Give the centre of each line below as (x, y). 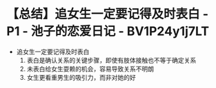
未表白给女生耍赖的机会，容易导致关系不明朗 (90, 69)
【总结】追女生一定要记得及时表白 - (107, 14)
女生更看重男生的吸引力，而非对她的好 (81, 77)
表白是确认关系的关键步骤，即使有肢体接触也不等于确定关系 (111, 60)
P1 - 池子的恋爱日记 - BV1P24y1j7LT (108, 31)
